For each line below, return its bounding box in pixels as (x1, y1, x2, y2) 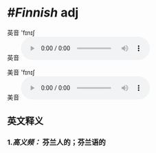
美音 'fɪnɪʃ (7, 68, 36, 76)
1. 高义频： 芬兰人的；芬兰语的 (7, 138, 107, 147)
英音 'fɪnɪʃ (7, 28, 36, 37)
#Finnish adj (7, 5, 79, 21)
